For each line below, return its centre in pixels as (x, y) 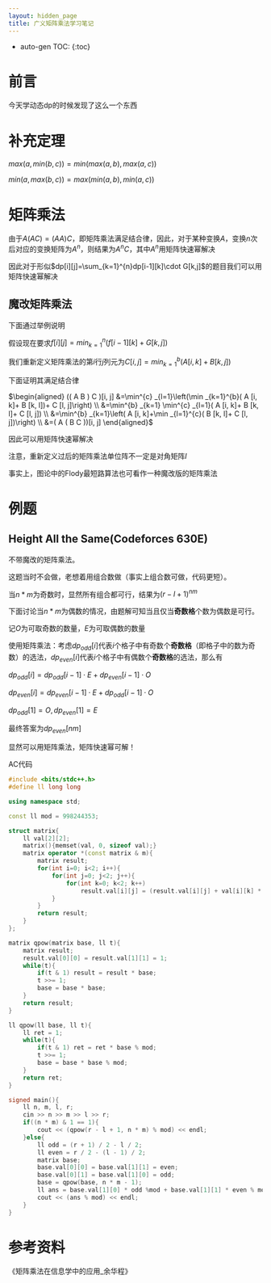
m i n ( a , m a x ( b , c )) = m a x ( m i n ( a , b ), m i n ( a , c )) (81, 179)
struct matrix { (34, 831)
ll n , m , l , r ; (48, 1108)
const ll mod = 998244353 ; (54, 816)
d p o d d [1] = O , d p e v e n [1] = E (53, 711)
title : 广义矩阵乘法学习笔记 (51, 23)
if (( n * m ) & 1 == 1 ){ (61, 1123)
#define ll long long (45, 787)
